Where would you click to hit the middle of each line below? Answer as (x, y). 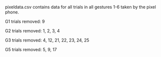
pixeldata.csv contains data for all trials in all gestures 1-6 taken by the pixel (80, 7)
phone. (12, 12)
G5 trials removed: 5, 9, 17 (31, 50)
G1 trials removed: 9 (25, 21)
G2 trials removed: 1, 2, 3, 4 (32, 31)
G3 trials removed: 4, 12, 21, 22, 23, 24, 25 (47, 40)
